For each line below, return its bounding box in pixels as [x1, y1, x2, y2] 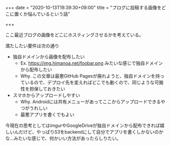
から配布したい [20, 66, 52, 72]
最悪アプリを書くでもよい [20, 112, 75, 117]
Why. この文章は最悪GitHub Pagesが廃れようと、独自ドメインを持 [20, 73, 160, 79]
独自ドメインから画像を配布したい [12, 53, 85, 60]
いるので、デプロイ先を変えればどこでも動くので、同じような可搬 [25, 79, 164, 85]
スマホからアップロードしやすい [12, 92, 80, 98]
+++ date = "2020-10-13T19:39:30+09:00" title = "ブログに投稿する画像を [5, 5, 162, 10]
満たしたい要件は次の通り [5, 43, 59, 49]
